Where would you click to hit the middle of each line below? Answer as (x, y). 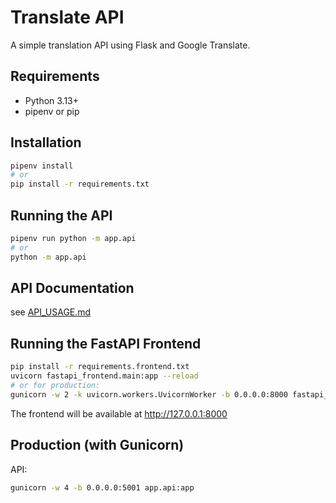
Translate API (67, 17)
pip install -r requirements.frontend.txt (100, 367)
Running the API (61, 215)
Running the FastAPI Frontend (106, 343)
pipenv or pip (52, 111)
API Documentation (72, 288)
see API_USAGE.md (51, 312)
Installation (46, 142)
